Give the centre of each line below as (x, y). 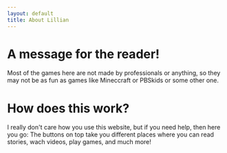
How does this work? (68, 108)
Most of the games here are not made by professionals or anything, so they (114, 73)
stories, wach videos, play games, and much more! (79, 142)
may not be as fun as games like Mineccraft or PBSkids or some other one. (113, 81)
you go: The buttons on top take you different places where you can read (111, 134)
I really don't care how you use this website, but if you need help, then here (114, 127)
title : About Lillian (38, 20)
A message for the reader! (84, 54)
